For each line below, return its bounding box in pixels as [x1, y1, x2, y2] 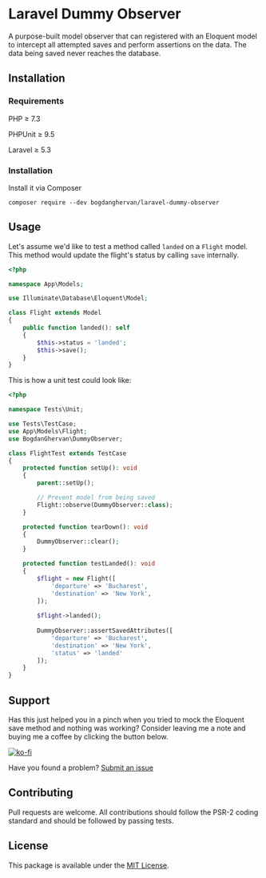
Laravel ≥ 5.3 [8, 145, 52, 155]
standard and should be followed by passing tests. [8, 816, 174, 825]
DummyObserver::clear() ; [37, 538, 120, 546]
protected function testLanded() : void [22, 560, 156, 568]
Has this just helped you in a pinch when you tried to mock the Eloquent [8, 715, 245, 725]
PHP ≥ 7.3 [8, 114, 41, 123]
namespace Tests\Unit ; [8, 405, 84, 413]
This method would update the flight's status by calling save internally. [8, 250, 240, 260]
